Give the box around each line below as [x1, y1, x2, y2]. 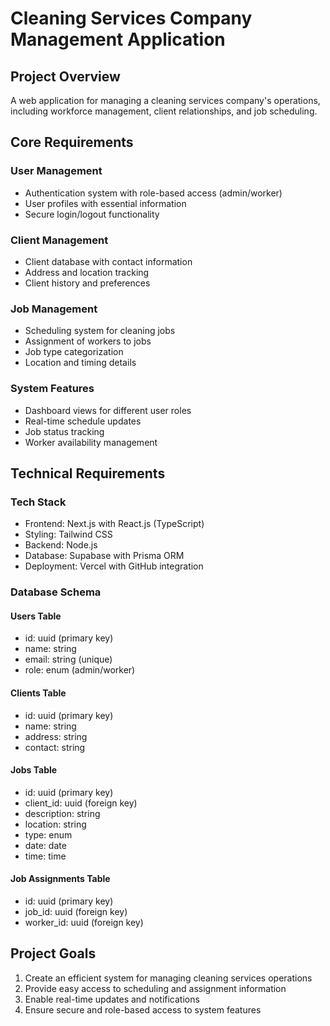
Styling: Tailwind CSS [24, 528, 113, 541]
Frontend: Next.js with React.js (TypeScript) [24, 518, 205, 530]
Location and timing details [24, 357, 137, 369]
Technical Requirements [10, 465, 166, 482]
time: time [24, 850, 67, 862]
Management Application [10, 28, 226, 51]
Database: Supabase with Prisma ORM [24, 550, 185, 562]
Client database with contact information [24, 255, 193, 267]
